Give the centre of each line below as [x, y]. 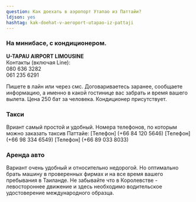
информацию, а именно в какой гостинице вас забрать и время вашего [97, 93]
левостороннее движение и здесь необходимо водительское [84, 187]
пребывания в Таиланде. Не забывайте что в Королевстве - [82, 180]
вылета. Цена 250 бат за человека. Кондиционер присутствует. [86, 99]
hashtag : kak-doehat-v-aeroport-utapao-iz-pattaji [70, 22]
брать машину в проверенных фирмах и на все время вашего [85, 174]
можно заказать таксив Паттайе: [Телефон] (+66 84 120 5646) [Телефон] [98, 133]
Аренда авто [25, 155]
